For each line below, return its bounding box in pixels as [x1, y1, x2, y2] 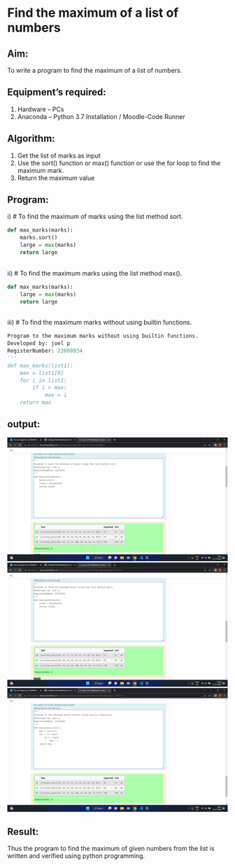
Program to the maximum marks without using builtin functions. [7, 332, 199, 340]
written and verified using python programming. [7, 852, 145, 860]
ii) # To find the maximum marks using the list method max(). [7, 269, 183, 277]
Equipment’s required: [7, 86, 106, 99]
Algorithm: [7, 133, 55, 145]
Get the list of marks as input [17, 151, 101, 160]
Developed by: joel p [7, 340, 71, 347]
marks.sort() [20, 234, 58, 241]
